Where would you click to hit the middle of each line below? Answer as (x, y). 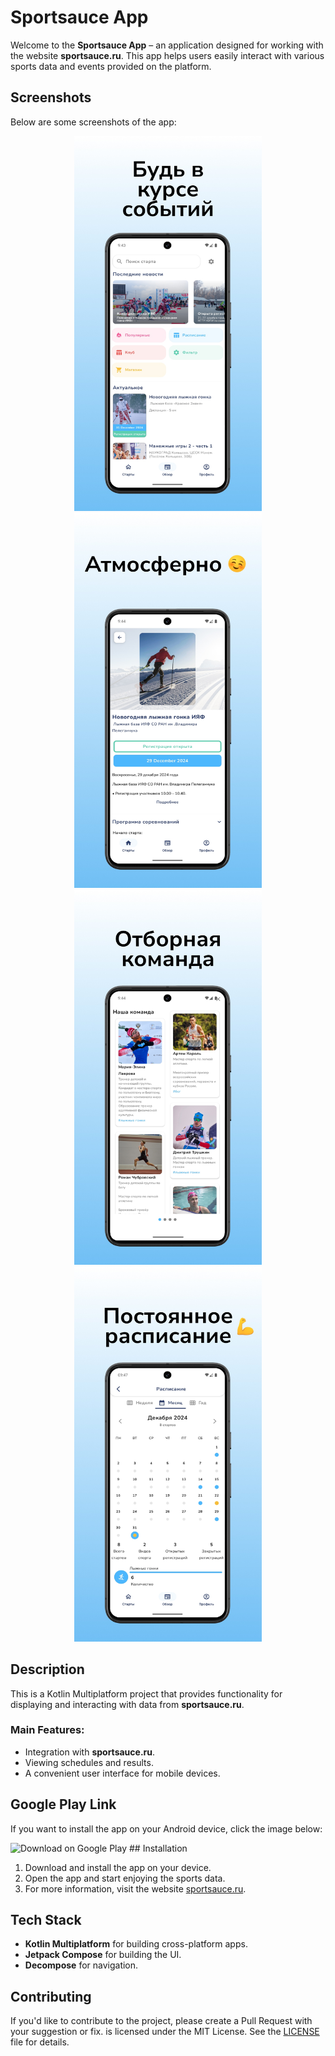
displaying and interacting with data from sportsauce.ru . (127, 1704)
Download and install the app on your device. (118, 1867)
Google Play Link (63, 1804)
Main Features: (47, 1730)
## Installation (158, 1848)
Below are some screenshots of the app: (93, 122)
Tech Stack (46, 1920)
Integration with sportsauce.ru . (90, 1752)
